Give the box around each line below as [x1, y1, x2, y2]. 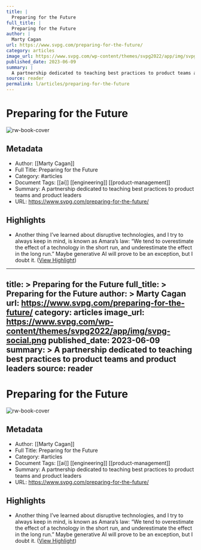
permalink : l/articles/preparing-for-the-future [6, 81, 130, 87]
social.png [6, 335, 47, 346]
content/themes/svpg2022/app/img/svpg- [6, 326, 170, 336]
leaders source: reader [6, 363, 93, 374]
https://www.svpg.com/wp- [6, 316, 114, 326]
